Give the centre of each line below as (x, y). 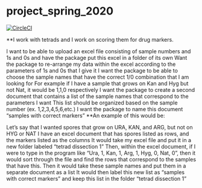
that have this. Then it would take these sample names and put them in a (96, 166)
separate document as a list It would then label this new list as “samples (96, 172)
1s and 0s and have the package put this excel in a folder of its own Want (97, 57)
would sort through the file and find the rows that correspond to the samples (101, 159)
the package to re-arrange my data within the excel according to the (91, 64)
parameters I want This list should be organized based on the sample (92, 102)
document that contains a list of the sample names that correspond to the (97, 96)
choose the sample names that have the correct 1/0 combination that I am (98, 77)
